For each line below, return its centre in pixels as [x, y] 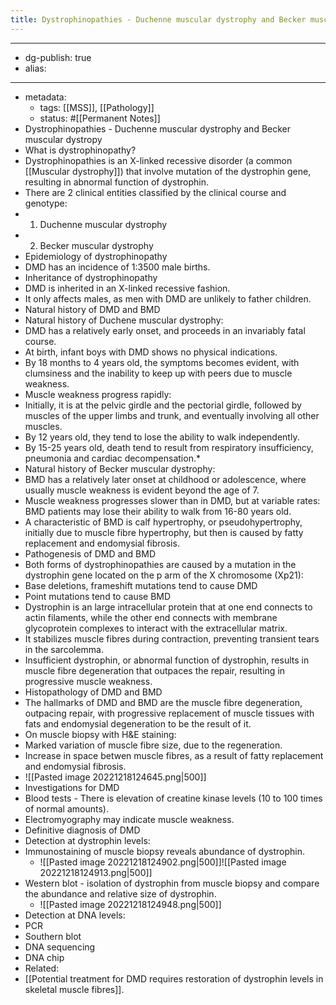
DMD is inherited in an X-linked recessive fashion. [127, 288]
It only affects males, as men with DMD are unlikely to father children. [168, 298]
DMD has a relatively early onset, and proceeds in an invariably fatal [165, 330]
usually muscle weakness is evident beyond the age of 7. [142, 490]
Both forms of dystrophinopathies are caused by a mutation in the [160, 564]
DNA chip [44, 957]
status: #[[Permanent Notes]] [100, 118]
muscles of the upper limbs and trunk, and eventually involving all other [172, 415]
